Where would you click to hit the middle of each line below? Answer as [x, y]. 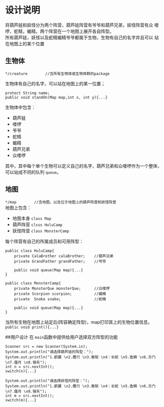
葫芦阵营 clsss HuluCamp [37, 224]
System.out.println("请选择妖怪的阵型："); [47, 381]
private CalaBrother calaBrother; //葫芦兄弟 [64, 256]
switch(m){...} [21, 400]
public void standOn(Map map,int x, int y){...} [56, 97]
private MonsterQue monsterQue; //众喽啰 [62, 288]
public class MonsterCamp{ [33, 283]
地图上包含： [18, 207]
